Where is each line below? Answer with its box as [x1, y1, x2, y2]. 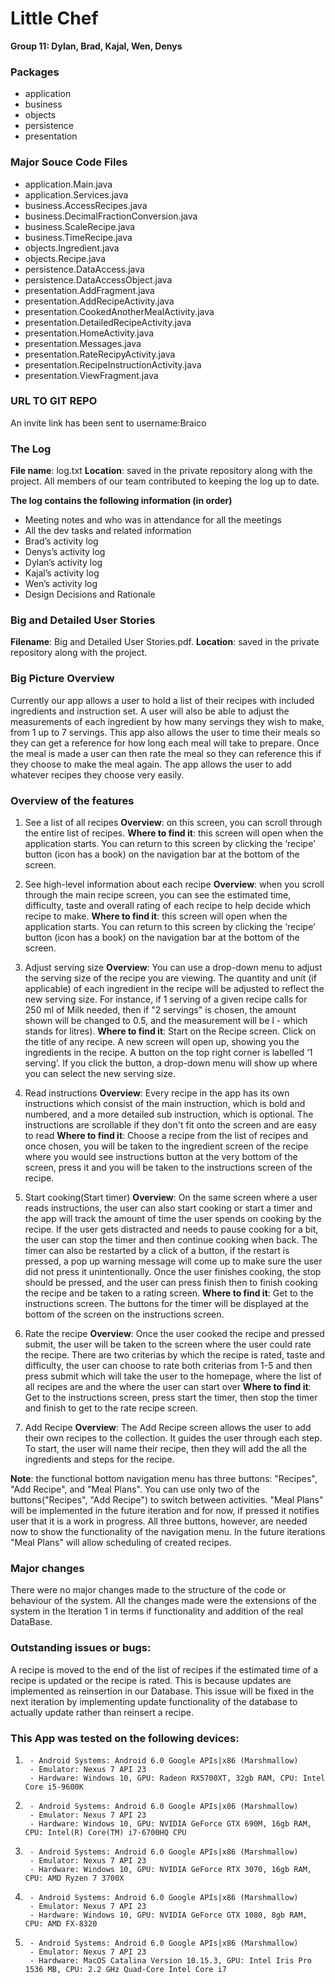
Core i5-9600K [24, 1782, 84, 1792]
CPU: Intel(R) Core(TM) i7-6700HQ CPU [24, 1827, 187, 1837]
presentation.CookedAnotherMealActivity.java [24, 305, 215, 317]
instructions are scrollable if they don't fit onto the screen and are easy [24, 1119, 317, 1131]
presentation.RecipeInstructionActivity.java [24, 358, 202, 371]
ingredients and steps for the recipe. [24, 1453, 175, 1466]
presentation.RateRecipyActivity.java [24, 348, 176, 360]
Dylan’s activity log [24, 557, 103, 569]
